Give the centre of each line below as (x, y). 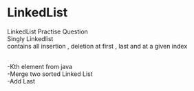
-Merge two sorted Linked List (50, 74)
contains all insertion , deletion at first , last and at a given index (97, 46)
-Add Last (21, 81)
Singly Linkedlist (30, 38)
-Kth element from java (40, 66)
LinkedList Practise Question (47, 31)
